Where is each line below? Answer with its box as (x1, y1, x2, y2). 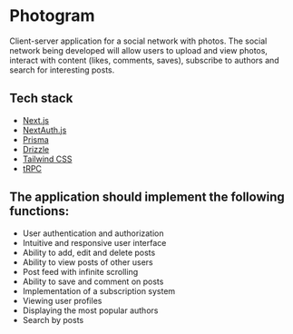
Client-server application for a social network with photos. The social (9, 35, 268, 46)
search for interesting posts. (9, 64, 115, 75)
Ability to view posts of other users (22, 256, 153, 268)
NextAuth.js (22, 124, 67, 135)
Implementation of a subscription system (22, 285, 176, 296)
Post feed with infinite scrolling (22, 266, 139, 277)
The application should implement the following (9, 190, 286, 205)
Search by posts (22, 314, 84, 325)
